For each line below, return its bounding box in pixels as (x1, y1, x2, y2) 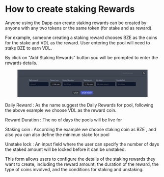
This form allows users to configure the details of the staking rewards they (5, 156, 156, 162)
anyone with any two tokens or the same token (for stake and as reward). (5, 25, 153, 31)
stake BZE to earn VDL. (5, 45, 53, 51)
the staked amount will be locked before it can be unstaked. (5, 146, 126, 152)
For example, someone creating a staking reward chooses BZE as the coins (5, 35, 158, 40)
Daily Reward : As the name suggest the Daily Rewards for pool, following (5, 102, 154, 108)
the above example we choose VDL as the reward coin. (5, 107, 117, 113)
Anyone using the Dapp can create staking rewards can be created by (5, 20, 147, 26)
